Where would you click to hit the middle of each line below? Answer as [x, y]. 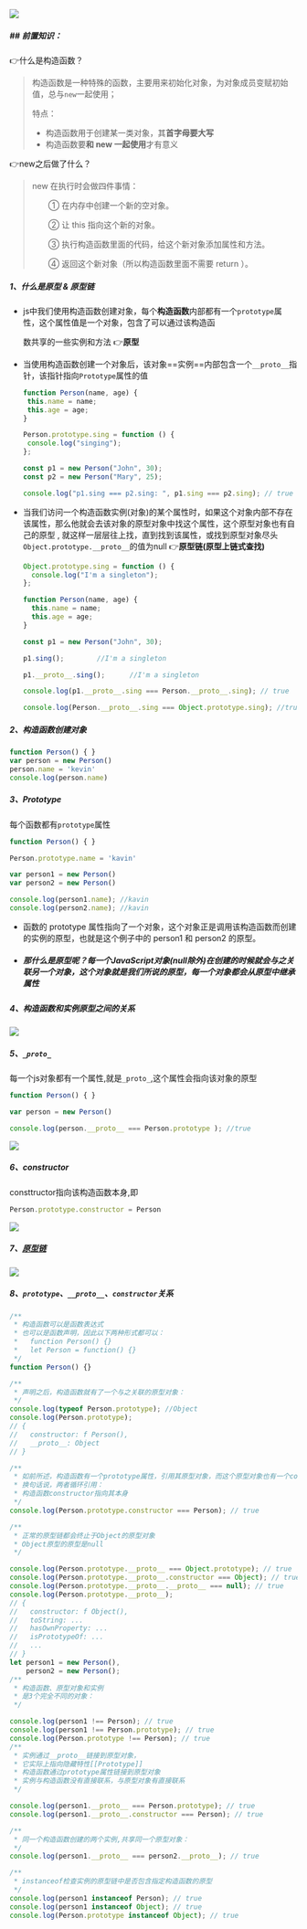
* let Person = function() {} [75, 1351]
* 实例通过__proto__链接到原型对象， [77, 1755]
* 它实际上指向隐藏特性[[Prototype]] [78, 1764]
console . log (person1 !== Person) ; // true [91, 1722]
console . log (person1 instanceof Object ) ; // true [106, 1907]
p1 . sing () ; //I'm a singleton [95, 658]
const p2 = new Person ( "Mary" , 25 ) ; [92, 477]
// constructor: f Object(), [69, 1611]
